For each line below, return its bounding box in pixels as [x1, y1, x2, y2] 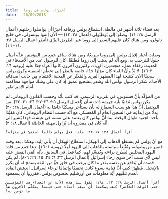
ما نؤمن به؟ [5, 188, 30, 193]
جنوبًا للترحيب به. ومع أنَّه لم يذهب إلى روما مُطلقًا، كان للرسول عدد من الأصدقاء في [5, 57, 159, 63]
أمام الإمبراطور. [5, 83, 35, 89]
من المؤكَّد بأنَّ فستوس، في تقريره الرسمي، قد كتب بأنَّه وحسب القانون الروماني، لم [5, 93, 160, 99]
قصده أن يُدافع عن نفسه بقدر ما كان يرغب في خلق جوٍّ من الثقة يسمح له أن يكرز [5, 159, 154, 165]
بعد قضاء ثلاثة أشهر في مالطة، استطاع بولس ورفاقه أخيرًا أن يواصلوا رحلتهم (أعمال [5, 26, 159, 32]
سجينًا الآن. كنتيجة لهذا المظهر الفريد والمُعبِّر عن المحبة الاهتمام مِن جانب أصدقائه [5, 73, 155, 79]
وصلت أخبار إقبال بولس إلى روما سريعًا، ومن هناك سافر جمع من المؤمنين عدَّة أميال [5, 51, 160, 58]
